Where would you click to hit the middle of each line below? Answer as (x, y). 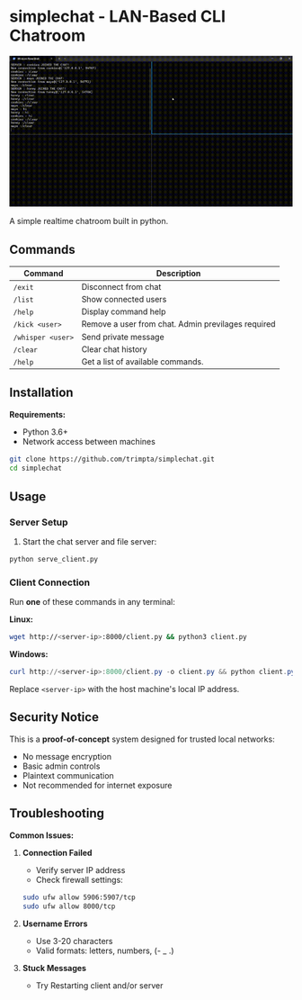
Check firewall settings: (79, 879)
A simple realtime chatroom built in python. (89, 221)
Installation (41, 393)
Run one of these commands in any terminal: (92, 602)
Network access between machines (89, 441)
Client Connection (50, 582)
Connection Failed (57, 852)
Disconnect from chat (121, 286)
